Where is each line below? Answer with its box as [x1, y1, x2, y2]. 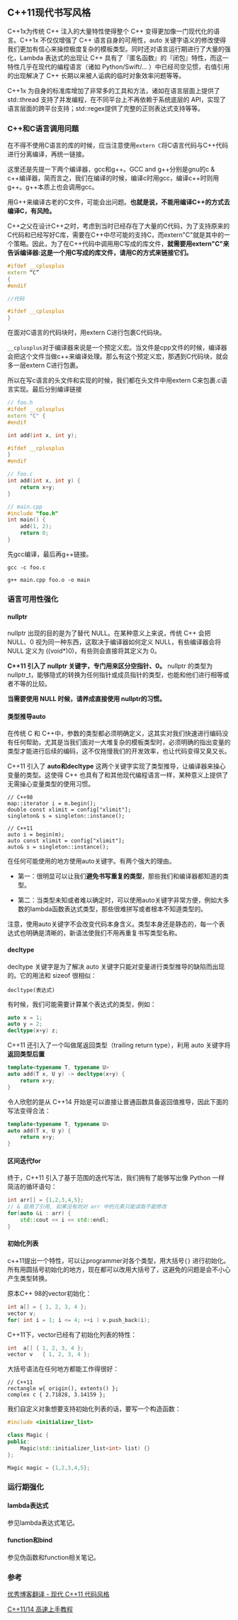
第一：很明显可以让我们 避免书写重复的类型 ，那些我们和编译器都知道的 [17, 872, 223, 881]
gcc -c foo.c [7, 563, 46, 571]
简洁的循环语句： [7, 1182, 57, 1191]
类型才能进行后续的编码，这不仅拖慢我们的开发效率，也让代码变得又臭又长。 [7, 747, 231, 756]
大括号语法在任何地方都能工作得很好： [7, 1365, 119, 1373]
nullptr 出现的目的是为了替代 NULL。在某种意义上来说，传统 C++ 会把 [7, 629, 211, 637]
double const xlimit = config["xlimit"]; [7, 806, 132, 814]
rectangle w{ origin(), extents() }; [7, 1385, 119, 1392]
